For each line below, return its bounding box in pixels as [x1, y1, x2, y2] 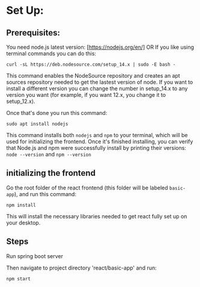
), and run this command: [14, 190, 77, 197]
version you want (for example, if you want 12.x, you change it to [6, 91, 166, 98]
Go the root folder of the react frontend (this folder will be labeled [6, 184, 168, 191]
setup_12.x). [6, 97, 35, 105]
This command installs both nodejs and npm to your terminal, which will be [6, 132, 188, 138]
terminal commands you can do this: [6, 50, 97, 57]
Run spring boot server [6, 252, 63, 259]
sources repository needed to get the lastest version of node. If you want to [6, 79, 193, 85]
